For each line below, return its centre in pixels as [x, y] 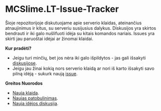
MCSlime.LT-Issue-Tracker [62, 9]
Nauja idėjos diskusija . [35, 103]
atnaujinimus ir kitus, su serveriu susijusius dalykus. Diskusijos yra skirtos [80, 28]
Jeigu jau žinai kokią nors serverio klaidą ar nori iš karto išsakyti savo [83, 68]
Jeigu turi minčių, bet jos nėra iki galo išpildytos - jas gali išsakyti [79, 57]
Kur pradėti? [18, 48]
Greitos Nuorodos [24, 83]
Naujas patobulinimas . [35, 98]
